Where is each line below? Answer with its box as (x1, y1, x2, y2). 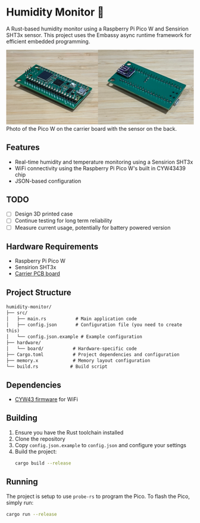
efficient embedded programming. (6, 38, 90, 45)
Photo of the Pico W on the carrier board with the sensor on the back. (6, 125, 177, 132)
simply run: (6, 499, 34, 506)
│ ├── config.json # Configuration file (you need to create (6, 322, 183, 328)
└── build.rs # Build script (6, 364, 108, 370)
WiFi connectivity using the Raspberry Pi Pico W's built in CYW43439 (14, 164, 186, 172)
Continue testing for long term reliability (14, 217, 112, 224)
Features (6, 143, 40, 153)
